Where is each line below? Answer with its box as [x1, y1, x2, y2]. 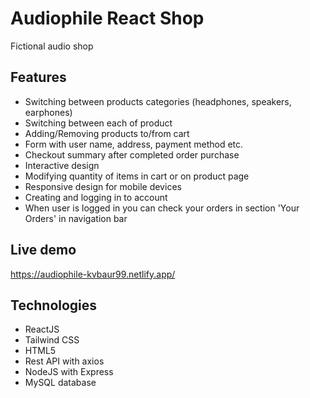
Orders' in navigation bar [24, 212, 128, 224]
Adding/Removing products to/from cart [24, 127, 190, 139]
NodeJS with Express [24, 366, 114, 378]
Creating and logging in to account [24, 191, 168, 203]
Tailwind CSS [24, 334, 80, 346]
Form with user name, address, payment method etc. [24, 138, 244, 150]
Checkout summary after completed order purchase [24, 148, 240, 161]
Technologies [10, 297, 98, 314]
